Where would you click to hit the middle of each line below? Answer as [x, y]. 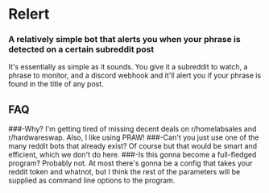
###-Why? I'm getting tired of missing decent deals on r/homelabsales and [132, 129]
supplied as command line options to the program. [92, 180]
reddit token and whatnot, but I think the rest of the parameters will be [124, 172]
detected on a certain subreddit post [81, 49]
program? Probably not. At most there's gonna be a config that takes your [130, 163]
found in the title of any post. [56, 84]
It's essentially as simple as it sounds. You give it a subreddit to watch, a [128, 67]
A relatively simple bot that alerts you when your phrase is [124, 40]
